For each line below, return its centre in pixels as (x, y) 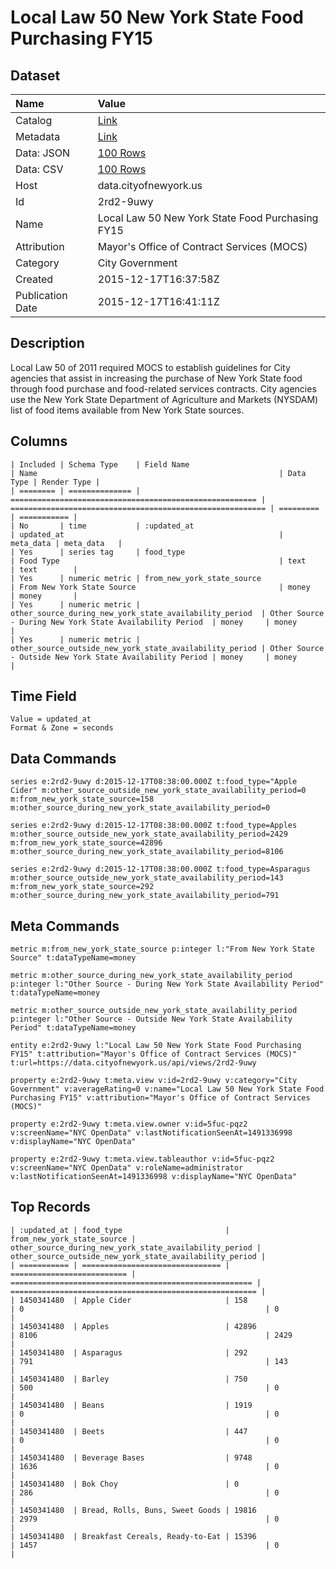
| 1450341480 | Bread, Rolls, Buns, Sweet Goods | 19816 (133, 1510)
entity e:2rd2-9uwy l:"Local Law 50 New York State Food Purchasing (156, 1046)
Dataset (35, 75)
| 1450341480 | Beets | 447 (129, 1431)
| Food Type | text (158, 561)
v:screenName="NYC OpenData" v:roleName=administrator (127, 1168)
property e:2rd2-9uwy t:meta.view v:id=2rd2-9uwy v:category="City (154, 1081)
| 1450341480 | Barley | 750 (129, 1379)
